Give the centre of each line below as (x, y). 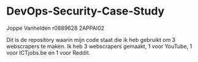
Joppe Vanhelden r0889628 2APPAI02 (55, 28)
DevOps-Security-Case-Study (86, 11)
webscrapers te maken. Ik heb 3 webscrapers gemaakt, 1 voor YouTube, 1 (99, 46)
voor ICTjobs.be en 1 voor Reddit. (48, 52)
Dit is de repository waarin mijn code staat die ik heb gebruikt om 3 (91, 40)
